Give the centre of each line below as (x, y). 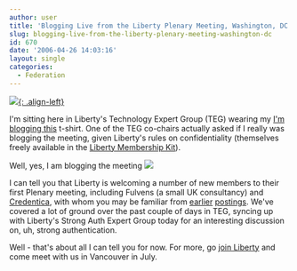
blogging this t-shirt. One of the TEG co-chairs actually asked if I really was (147, 128)
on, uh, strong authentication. (63, 230)
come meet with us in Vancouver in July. (84, 256)
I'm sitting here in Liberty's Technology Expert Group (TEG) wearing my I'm (147, 119)
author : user (33, 17)
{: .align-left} (41, 101)
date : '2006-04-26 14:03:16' (63, 51)
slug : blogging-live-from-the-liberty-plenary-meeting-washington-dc (141, 34)
